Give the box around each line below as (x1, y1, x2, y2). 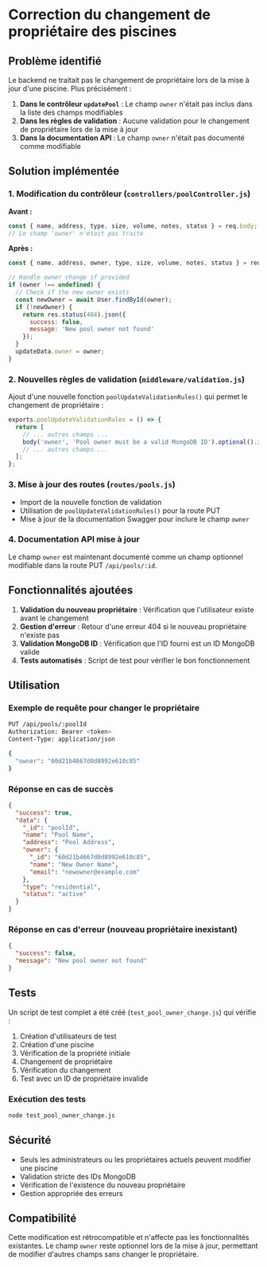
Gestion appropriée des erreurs (19, 1188, 123, 1198)
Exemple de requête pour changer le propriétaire (8, 702, 200, 714)
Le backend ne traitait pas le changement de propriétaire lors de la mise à (8, 76, 250, 84)
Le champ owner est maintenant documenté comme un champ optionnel (8, 552, 244, 561)
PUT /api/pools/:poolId (8, 721, 87, 729)
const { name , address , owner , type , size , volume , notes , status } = (8, 259, 247, 268)
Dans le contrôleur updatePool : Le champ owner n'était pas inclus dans (19, 100, 253, 108)
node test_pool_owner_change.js (8, 1111, 115, 1120)
